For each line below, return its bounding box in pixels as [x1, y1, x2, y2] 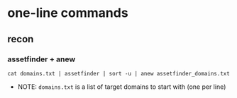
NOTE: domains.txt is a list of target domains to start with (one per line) [17, 82, 226, 91]
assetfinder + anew [7, 54, 76, 64]
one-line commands [7, 5, 129, 21]
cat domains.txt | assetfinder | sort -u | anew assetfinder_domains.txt [7, 70, 231, 77]
